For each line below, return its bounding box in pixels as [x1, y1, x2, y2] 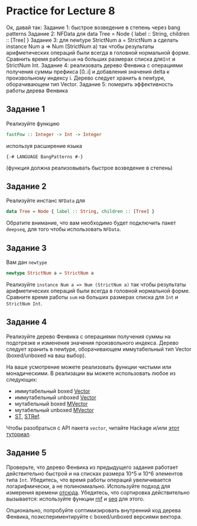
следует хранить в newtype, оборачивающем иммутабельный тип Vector [6, 345, 192, 352]
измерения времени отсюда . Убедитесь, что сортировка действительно [6, 489, 190, 496]
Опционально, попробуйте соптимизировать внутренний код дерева [6, 506, 182, 514]
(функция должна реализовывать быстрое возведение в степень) [6, 164, 173, 171]
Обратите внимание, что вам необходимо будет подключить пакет [6, 219, 176, 226]
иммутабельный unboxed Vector [14, 393, 96, 401]
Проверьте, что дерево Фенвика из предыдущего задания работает [6, 464, 179, 471]
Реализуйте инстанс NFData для [6, 197, 85, 204]
